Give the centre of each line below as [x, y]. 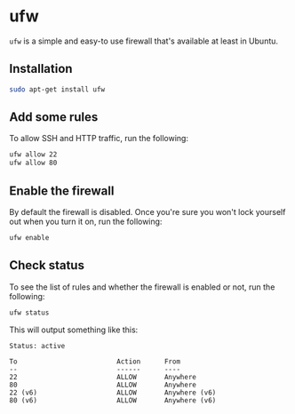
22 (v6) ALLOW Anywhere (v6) [113, 393]
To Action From [95, 362]
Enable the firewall [62, 191]
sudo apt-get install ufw [57, 89]
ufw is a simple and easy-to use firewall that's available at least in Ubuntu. [144, 41]
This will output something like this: [74, 330]
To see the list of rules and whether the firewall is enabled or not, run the [142, 287]
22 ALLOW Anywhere [103, 377]
